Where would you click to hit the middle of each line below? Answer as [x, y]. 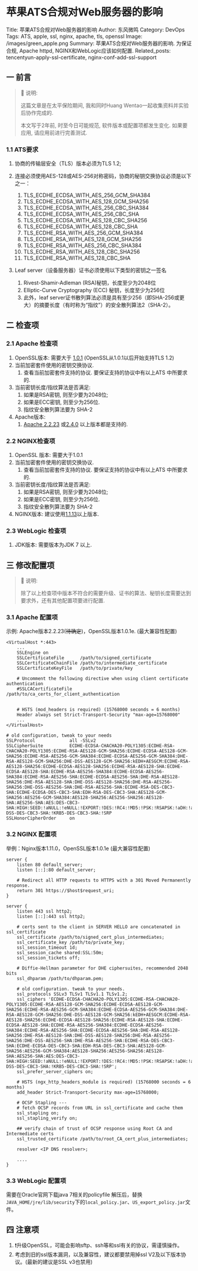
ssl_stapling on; [38, 1113]
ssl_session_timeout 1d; [47, 947]
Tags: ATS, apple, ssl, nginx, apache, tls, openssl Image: [74, 36]
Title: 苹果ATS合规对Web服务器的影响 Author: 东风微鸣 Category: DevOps [95, 30]
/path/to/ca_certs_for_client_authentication [63, 694]
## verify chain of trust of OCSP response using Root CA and [95, 1129]
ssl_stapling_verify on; [47, 1118]
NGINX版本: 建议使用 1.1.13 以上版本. [57, 514]
